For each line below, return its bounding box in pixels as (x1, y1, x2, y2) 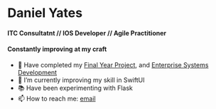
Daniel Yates (7, 5, 83, 21)
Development (17, 68, 58, 76)
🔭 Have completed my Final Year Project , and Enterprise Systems (17, 60, 209, 69)
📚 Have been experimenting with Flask (17, 84, 134, 92)
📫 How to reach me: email (17, 94, 96, 103)
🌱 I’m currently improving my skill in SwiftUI (17, 76, 145, 84)
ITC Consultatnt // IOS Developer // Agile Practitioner (7, 28, 167, 37)
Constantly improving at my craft (7, 45, 107, 54)
